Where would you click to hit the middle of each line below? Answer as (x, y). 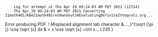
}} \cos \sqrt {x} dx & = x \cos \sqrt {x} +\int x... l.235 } (59, 29)
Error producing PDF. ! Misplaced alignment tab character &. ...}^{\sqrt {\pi (79, 24)
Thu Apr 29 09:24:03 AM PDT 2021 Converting (59, 11)
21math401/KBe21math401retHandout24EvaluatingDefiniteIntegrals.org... (79, 15)
